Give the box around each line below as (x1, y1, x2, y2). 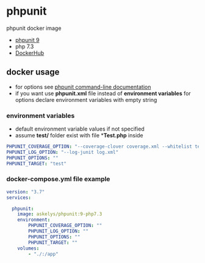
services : (6, 194, 32, 201)
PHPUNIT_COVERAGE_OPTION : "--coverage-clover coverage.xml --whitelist (6, 143, 192, 150)
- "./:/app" (28, 251, 59, 257)
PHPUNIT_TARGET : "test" (6, 160, 67, 167)
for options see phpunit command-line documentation (15, 83, 151, 90)
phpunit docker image (6, 24, 62, 32)
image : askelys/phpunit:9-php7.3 (17, 211, 103, 217)
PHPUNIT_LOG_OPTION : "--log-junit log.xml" (6, 149, 119, 155)
